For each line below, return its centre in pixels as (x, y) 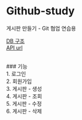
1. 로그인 (16, 73)
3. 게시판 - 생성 (24, 88)
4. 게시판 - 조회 (24, 96)
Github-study (40, 11)
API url (14, 47)
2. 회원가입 (19, 81)
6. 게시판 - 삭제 (24, 111)
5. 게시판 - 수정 (24, 103)
